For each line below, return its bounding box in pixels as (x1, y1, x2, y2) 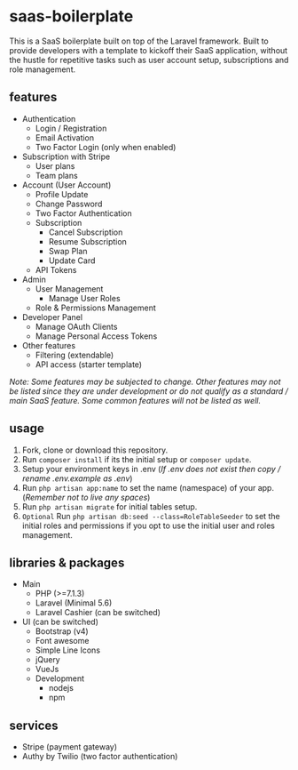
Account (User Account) (21, 180, 112, 190)
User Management (35, 283, 104, 294)
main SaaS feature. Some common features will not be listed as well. (9, 395, 262, 405)
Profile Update (35, 188, 89, 199)
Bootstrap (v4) (35, 626, 89, 637)
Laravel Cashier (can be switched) (35, 607, 161, 618)
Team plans (35, 170, 78, 180)
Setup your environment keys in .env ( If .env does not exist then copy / (21, 463, 281, 474)
